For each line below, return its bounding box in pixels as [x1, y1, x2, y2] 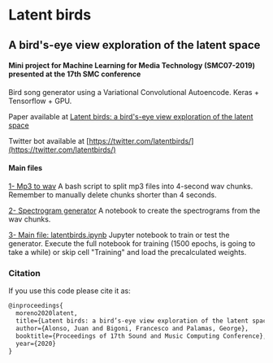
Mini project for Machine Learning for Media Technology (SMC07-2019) [8, 61, 256, 71]
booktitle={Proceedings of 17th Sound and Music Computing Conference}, [15, 331, 267, 340]
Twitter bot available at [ [8, 136, 89, 145]
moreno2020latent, [15, 309, 79, 318]
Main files [8, 163, 43, 173]
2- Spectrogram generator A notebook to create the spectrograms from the [8, 205, 261, 215]
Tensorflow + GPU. [8, 96, 72, 106]
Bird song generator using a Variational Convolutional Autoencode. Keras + [8, 87, 260, 97]
